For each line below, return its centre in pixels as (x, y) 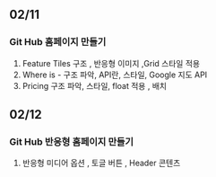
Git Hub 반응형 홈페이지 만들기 (72, 142)
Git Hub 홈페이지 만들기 (58, 42)
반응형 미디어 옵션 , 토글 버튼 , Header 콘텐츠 (101, 163)
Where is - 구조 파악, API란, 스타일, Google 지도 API (115, 75)
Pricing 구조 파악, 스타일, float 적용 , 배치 (95, 85)
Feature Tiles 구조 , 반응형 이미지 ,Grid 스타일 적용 (111, 63)
